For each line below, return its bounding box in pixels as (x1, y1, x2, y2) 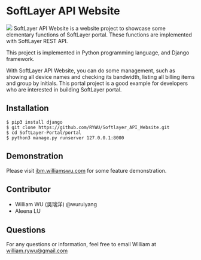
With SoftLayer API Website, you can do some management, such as (6, 67, 175, 74)
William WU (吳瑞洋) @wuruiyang (14, 201, 98, 208)
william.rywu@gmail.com (6, 247, 68, 255)
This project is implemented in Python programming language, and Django (6, 49, 190, 56)
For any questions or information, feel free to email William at (6, 241, 157, 248)
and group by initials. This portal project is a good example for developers (6, 79, 188, 87)
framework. (6, 55, 35, 62)
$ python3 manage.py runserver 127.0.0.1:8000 (6, 134, 124, 141)
